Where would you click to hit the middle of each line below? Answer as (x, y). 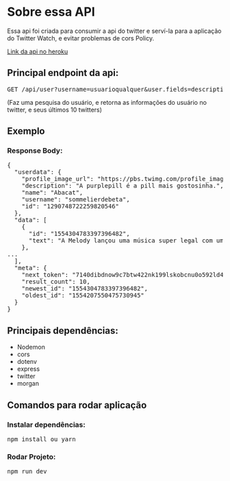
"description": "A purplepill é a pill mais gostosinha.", (123, 186)
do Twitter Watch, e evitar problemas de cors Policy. (81, 38)
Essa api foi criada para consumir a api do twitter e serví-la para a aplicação (114, 31)
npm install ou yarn (42, 439)
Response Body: (35, 151)
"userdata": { (38, 172)
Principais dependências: (63, 331)
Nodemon (31, 347)
